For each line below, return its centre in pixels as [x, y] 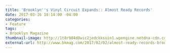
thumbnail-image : [24, 38]
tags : [11, 29]
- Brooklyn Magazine [27, 33]
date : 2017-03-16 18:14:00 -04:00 [42, 15]
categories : [18, 19]
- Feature [16, 24]
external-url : [20, 43]
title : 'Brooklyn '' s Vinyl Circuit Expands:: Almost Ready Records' [79, 10]
